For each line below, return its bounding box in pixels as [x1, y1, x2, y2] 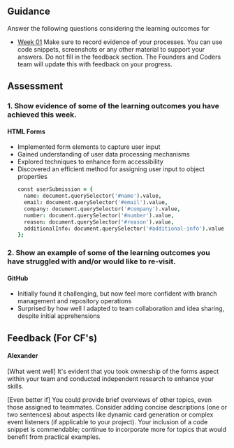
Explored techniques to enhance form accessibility [17, 157, 164, 166]
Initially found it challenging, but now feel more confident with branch [17, 289, 218, 298]
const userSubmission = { [17, 186, 93, 193]
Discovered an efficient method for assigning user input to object [17, 165, 205, 173]
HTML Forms [7, 127, 45, 136]
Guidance [7, 6, 50, 17]
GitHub [7, 274, 29, 282]
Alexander [7, 352, 38, 360]
